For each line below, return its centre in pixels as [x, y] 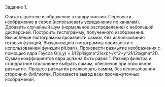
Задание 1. [16, 7]
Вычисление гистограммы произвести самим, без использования [75, 37]
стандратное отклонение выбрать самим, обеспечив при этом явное [78, 64]
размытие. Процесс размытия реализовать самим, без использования [80, 69]
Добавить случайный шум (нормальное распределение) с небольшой [79, 27]
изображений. [20, 79]
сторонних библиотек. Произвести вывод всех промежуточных [72, 74]
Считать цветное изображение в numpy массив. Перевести [68, 16]
